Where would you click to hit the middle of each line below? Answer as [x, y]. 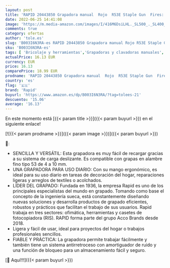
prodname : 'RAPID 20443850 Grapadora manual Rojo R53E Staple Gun [79, 76]
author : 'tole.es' [25, 39]
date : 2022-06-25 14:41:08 [34, 19]
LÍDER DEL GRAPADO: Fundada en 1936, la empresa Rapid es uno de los [88, 186]
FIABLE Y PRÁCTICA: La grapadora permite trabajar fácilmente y [80, 240]
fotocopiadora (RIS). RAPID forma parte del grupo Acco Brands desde [85, 218]
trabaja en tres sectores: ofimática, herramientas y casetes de [77, 213]
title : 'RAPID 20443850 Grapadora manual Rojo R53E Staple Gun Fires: [85, 15]
